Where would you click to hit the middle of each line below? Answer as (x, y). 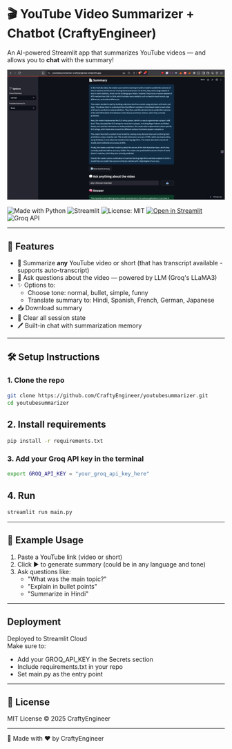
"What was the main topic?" (67, 579)
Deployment (34, 622)
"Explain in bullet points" (62, 586)
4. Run (21, 495)
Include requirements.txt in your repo (70, 666)
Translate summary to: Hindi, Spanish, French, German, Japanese (121, 300)
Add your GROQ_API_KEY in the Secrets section (85, 659)
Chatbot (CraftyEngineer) (82, 34)
